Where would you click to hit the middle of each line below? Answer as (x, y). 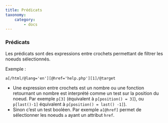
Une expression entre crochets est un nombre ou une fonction (78, 88)
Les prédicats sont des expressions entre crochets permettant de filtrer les (84, 53)
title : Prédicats (24, 10)
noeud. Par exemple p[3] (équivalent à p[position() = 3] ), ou (78, 98)
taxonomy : (16, 15)
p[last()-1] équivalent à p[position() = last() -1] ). (70, 104)
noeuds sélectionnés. (28, 59)
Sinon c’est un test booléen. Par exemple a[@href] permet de (77, 109)
